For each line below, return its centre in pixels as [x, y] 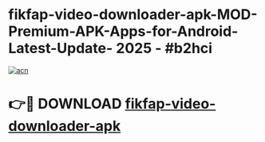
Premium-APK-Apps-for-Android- [123, 31]
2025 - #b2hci [164, 48]
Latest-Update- [61, 48]
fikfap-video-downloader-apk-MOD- [133, 15]
